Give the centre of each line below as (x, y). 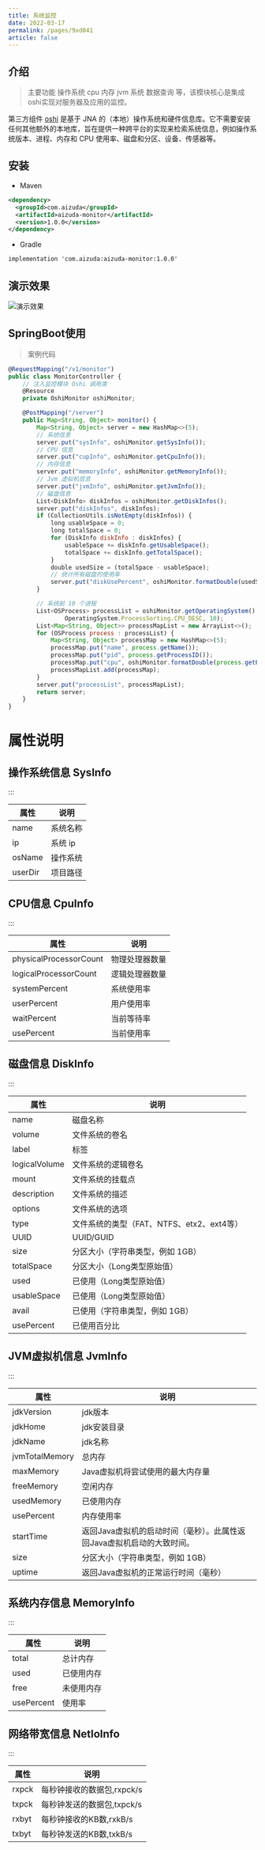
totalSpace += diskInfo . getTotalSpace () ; (133, 552)
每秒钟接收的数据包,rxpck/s (91, 1790)
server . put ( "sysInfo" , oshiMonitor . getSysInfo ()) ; (121, 442)
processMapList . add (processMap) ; (105, 669)
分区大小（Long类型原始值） (125, 1266)
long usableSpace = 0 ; (88, 523)
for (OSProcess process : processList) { (106, 633)
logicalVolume (38, 1164)
